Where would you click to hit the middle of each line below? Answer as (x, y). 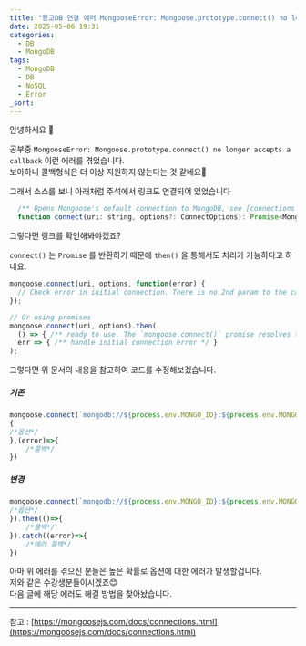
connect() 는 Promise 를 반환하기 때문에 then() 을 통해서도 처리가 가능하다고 (147, 255)
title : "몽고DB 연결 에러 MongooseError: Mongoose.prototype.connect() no (149, 18)
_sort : (22, 103)
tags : (20, 60)
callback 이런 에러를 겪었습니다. (67, 161)
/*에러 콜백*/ (49, 544)
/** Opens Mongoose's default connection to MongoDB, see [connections (157, 209)
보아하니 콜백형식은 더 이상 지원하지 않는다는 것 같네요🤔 (108, 172)
